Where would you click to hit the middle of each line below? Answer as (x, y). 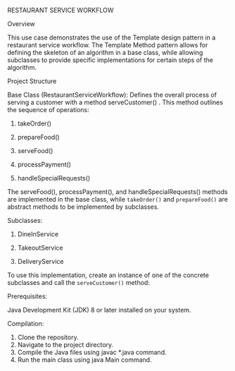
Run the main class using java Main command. (85, 360)
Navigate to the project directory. (65, 345)
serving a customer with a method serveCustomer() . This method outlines (115, 102)
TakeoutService (40, 248)
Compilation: (26, 323)
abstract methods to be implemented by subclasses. (83, 207)
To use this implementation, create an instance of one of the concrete (108, 275)
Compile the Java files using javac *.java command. (92, 352)
